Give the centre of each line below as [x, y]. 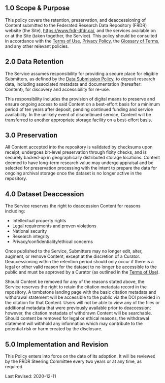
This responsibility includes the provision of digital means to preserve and [80, 99]
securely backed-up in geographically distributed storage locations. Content [82, 158]
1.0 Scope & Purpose [37, 8]
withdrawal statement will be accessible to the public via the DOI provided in [82, 297]
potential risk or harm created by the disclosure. [54, 329]
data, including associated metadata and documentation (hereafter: [73, 84]
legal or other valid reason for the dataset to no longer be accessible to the [81, 267]
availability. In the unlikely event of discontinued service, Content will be [78, 114]
